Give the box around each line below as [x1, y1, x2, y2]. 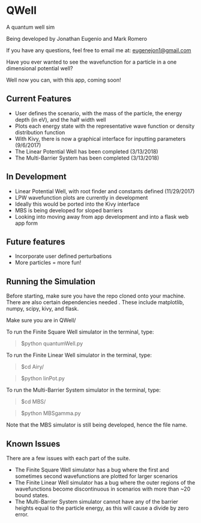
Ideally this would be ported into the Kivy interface [14, 200, 140, 208]
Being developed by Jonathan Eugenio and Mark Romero [6, 35, 148, 42]
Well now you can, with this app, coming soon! [6, 76, 121, 83]
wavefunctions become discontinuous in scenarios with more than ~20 [14, 485, 191, 492]
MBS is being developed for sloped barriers [14, 206, 123, 214]
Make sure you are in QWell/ [6, 317, 76, 324]
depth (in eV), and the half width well [14, 116, 106, 123]
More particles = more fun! [14, 259, 82, 266]
